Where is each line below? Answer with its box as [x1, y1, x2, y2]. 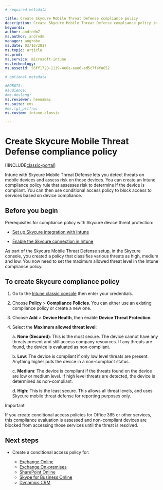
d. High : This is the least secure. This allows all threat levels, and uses [12, 388, 153, 393]
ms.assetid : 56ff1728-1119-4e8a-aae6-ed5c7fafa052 [5, 66, 110, 71]
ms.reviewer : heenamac [5, 97, 51, 102]
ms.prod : [5, 52, 23, 57]
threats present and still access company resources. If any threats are [12, 338, 152, 344]
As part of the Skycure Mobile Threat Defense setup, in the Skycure [5, 248, 141, 254]
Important [5, 402, 25, 408]
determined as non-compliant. [12, 378, 73, 384]
